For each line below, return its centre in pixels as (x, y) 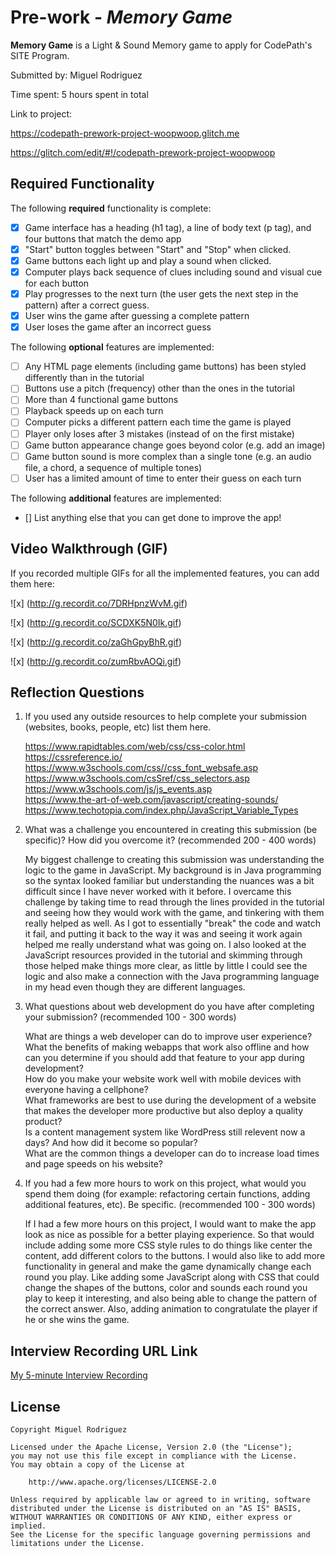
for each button (57, 283)
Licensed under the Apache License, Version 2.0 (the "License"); (151, 1447)
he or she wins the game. (77, 1320)
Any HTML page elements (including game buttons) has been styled (165, 367)
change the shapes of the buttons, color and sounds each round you (166, 1288)
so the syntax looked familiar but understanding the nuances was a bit (169, 881)
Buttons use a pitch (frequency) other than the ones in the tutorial (159, 388)
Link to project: (41, 113)
